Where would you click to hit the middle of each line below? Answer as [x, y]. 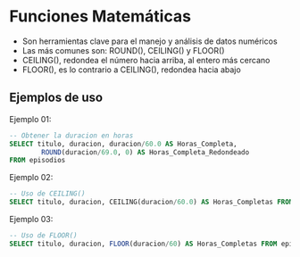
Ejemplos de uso [56, 98]
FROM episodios [37, 161]
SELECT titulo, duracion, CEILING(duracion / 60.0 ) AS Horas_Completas [142, 203]
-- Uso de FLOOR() [43, 236]
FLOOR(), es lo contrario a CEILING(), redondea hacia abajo [131, 70]
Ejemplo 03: [31, 219]
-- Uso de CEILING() [48, 194]
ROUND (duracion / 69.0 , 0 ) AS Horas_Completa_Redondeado [146, 152]
